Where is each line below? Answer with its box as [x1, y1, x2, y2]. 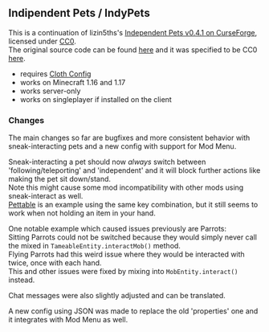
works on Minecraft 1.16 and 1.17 [19, 77, 126, 87]
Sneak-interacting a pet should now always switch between [8, 157, 206, 167]
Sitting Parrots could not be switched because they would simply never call [8, 232, 257, 242]
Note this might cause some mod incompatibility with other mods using [8, 182, 244, 192]
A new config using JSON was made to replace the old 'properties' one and [8, 306, 259, 316]
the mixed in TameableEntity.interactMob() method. [8, 241, 181, 251]
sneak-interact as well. [8, 191, 84, 201]
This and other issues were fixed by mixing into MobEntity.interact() [8, 267, 238, 277]
